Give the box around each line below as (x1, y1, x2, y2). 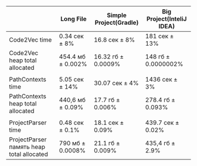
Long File (60, 15, 87, 23)
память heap (9, 143, 46, 151)
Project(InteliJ (146, 15, 187, 23)
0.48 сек (59, 118, 84, 127)
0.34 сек (59, 32, 84, 40)
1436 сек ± (145, 76, 178, 83)
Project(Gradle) (94, 19, 139, 26)
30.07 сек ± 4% (93, 79, 139, 87)
